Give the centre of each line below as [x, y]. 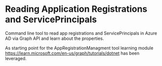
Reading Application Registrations [76, 9]
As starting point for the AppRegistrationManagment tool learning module [79, 48]
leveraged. [16, 58]
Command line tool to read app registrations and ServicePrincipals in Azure [81, 33]
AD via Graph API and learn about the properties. [54, 38]
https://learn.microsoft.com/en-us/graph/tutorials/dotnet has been [72, 53]
